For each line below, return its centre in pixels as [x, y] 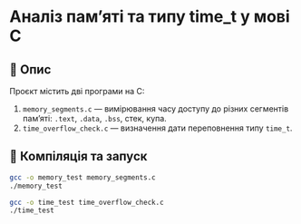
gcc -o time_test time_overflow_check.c [87, 202]
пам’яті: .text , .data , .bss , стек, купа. [95, 118]
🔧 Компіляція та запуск [78, 156]
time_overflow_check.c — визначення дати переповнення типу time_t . [157, 128]
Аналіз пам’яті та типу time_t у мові [150, 17]
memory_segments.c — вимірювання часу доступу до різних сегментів [155, 109]
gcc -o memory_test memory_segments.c [83, 177]
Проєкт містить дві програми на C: [77, 91]
